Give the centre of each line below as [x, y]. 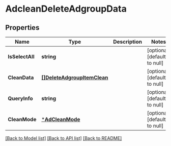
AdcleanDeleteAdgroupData [66, 9]
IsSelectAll [21, 57]
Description [128, 42]
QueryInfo [20, 98]
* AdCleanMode [61, 119]
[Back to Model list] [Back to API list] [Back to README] [64, 138]
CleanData [21, 78]
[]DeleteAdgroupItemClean [75, 78]
